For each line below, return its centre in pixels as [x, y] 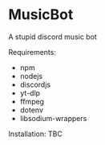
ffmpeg [32, 101]
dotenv [32, 110]
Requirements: [32, 52]
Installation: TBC [35, 134]
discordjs [35, 84]
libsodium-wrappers [53, 118]
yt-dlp [30, 92]
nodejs [31, 76]
